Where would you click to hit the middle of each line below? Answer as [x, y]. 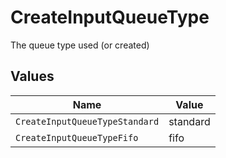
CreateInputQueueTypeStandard [87, 121]
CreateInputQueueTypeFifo [77, 137]
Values [32, 76]
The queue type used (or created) [80, 45]
